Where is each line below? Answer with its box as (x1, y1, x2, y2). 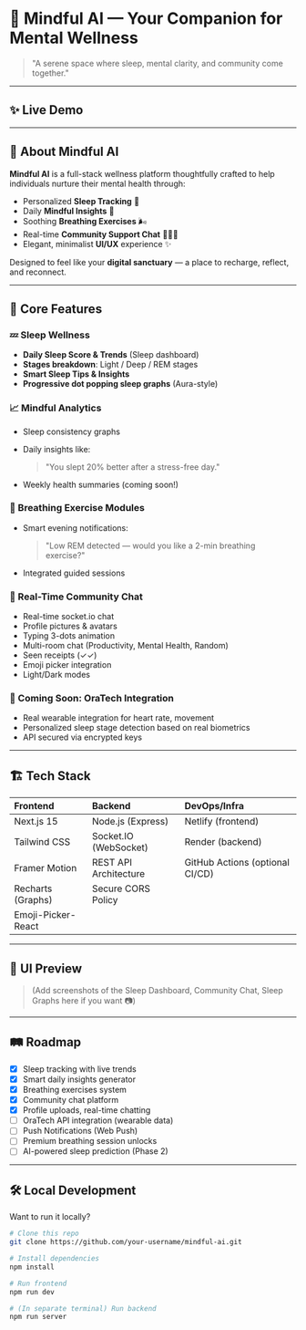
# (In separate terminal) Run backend (9, 1304, 157, 1313)
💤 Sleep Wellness (9, 328, 91, 341)
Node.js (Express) (91, 816, 169, 828)
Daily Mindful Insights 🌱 (22, 205, 116, 216)
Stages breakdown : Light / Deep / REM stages (22, 359, 199, 370)
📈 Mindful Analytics (9, 401, 102, 414)
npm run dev (9, 1287, 55, 1296)
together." (31, 68, 70, 78)
